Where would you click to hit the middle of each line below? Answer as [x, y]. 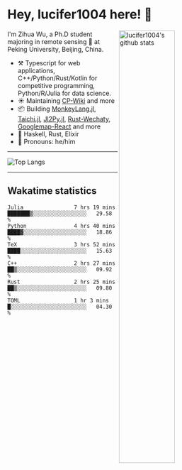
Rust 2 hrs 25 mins [61, 282]
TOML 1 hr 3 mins [58, 300]
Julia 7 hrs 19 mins [61, 207]
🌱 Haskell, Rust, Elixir [48, 133]
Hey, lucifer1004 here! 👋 [80, 15]
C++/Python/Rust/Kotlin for [57, 78]
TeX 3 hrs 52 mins [61, 244]
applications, [36, 70]
